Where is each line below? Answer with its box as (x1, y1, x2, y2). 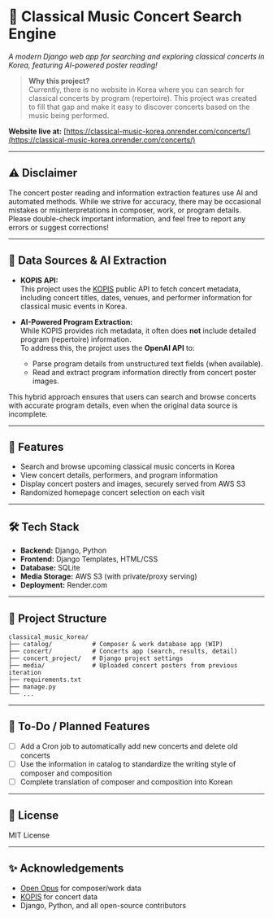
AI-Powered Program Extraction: (19, 317, 133, 326)
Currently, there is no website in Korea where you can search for (28, 85, 245, 94)
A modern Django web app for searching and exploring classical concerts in (8, 51, 265, 61)
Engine (8, 24, 57, 43)
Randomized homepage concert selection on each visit (19, 487, 206, 497)
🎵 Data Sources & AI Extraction (8, 254, 167, 268)
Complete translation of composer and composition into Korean (19, 776, 233, 786)
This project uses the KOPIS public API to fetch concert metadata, (19, 284, 241, 294)
